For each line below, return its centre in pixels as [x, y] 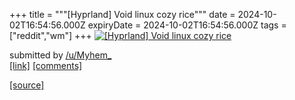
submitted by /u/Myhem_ [60, 55]
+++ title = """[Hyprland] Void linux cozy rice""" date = [122, 14]
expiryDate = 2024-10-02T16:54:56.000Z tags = [187, 25]
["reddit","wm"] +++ [50, 35]
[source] [27, 85]
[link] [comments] [46, 65]
